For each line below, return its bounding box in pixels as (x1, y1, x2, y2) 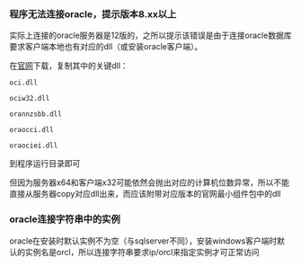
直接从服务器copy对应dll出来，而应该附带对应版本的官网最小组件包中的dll (9, 189, 281, 199)
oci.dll (9, 78, 39, 87)
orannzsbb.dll (9, 110, 63, 119)
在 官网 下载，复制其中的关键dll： (9, 60, 128, 71)
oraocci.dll (9, 126, 54, 135)
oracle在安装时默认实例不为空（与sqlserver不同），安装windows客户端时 (9, 235, 278, 246)
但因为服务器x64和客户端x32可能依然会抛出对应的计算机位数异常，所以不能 (9, 177, 290, 188)
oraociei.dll (9, 141, 58, 150)
